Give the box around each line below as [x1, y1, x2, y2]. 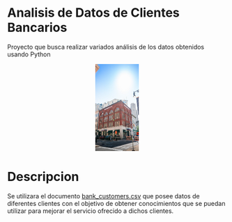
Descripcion [7, 169, 79, 185]
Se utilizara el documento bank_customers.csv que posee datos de [7, 191, 200, 200]
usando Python [7, 50, 51, 58]
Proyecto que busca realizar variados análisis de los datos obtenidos [7, 42, 205, 51]
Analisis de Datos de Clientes [7, 5, 180, 21]
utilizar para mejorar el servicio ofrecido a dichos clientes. [7, 207, 174, 215]
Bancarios [7, 19, 68, 35]
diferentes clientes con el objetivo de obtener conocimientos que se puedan [7, 199, 226, 207]
